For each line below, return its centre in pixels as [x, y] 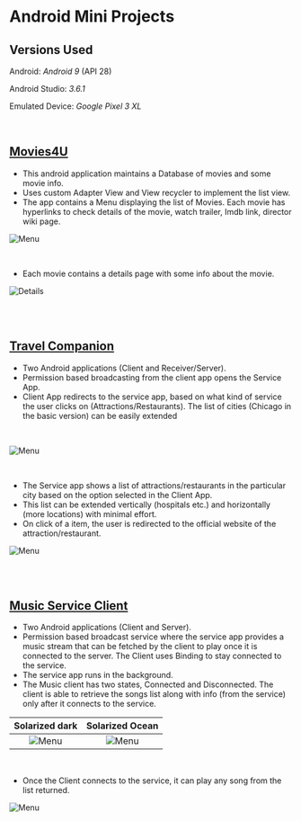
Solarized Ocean [123, 726]
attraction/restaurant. [62, 533]
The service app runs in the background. [97, 675]
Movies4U [39, 152]
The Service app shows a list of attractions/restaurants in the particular [154, 485]
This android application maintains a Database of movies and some [146, 174]
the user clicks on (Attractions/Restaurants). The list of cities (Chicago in [157, 406]
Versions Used [51, 50]
